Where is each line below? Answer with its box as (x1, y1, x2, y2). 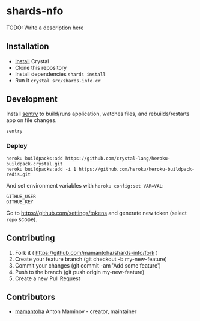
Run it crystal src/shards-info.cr (14, 76, 101, 84)
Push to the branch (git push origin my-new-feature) (14, 268, 145, 275)
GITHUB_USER (6, 194, 36, 200)
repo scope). (6, 215, 38, 223)
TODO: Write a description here (6, 24, 84, 31)
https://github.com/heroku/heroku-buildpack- (79, 166, 195, 172)
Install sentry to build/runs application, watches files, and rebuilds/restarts (6, 110, 190, 117)
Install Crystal (14, 57, 49, 64)
